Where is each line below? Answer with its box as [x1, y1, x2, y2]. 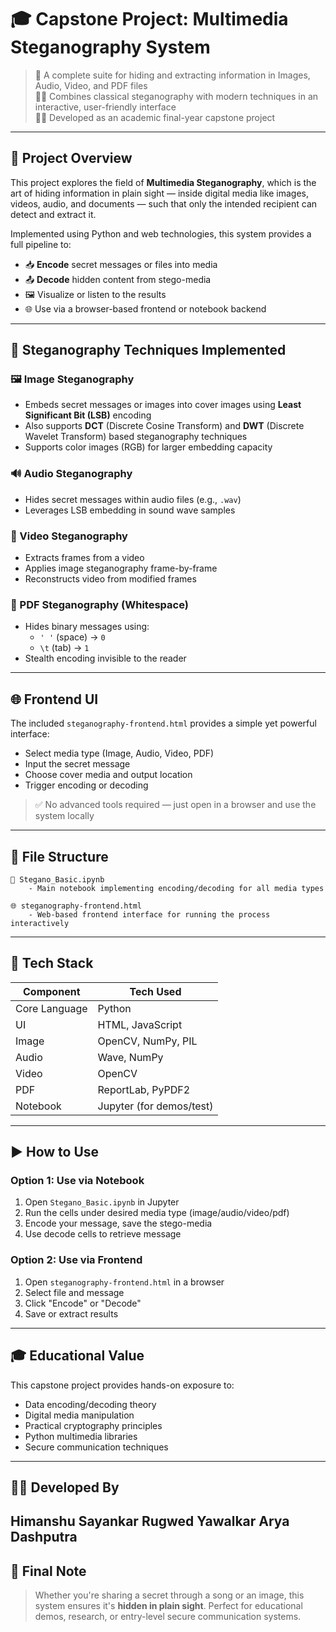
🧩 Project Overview [10, 150, 133, 167]
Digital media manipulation [24, 1409, 135, 1421]
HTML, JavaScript [97, 1017, 183, 1031]
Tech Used [129, 984, 182, 998]
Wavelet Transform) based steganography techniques [24, 431, 248, 443]
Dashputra [10, 1529, 78, 1546]
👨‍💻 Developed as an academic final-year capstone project [34, 111, 276, 123]
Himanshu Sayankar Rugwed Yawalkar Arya [10, 1513, 290, 1530]
